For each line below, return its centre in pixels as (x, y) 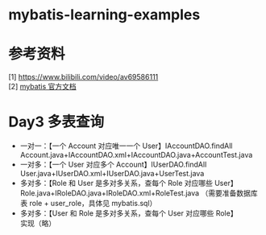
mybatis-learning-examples (104, 15)
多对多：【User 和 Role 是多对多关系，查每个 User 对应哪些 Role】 (129, 213)
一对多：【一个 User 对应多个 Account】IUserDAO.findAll (113, 165)
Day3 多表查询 (56, 122)
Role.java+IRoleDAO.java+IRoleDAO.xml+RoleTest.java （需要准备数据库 (139, 193)
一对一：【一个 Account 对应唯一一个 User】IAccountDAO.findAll (126, 146)
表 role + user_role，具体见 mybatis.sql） (88, 204)
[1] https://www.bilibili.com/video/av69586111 (83, 77)
